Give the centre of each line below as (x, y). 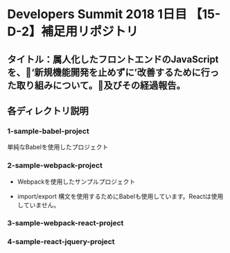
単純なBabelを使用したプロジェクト (58, 147)
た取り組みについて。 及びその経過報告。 (96, 85)
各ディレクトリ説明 (48, 111)
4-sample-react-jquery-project (61, 242)
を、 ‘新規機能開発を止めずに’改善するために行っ (113, 72)
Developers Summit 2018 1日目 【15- (114, 14)
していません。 (38, 204)
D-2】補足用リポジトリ (73, 32)
